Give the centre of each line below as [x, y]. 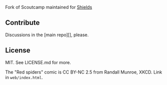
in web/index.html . [24, 77]
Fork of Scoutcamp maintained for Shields [49, 7]
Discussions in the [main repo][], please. [47, 35]
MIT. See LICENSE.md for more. [38, 62]
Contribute [23, 23]
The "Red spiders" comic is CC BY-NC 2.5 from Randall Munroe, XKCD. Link [84, 72]
